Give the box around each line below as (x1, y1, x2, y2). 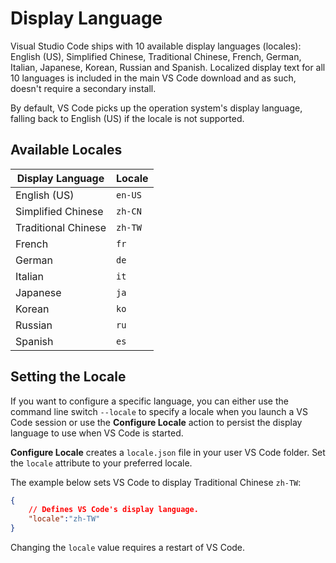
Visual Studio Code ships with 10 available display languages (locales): (10, 40, 302, 52)
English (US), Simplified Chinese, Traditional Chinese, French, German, (10, 50, 302, 62)
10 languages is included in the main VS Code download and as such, (10, 72, 297, 84)
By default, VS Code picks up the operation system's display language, (10, 102, 303, 114)
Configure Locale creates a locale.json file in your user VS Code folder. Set (10, 446, 326, 458)
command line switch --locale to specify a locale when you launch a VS (10, 405, 308, 417)
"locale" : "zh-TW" (28, 514, 101, 524)
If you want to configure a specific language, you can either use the (10, 395, 289, 407)
